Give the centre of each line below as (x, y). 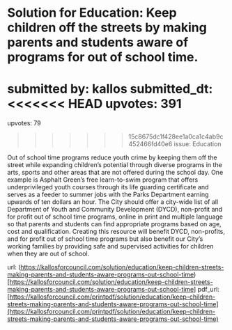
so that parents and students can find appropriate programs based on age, (114, 224)
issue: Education (198, 144)
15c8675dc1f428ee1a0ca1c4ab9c (176, 136)
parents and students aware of (98, 42)
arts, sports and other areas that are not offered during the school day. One (115, 173)
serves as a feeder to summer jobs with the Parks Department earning (108, 195)
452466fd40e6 (150, 144)
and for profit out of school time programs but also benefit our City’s (105, 239)
